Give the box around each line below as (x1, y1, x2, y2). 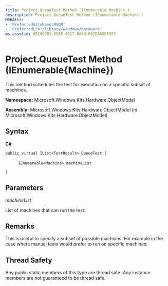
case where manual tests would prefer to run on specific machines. (5, 241, 148, 247)
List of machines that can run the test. (5, 207, 86, 213)
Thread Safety (5, 256, 52, 264)
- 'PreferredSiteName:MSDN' (5, 22, 66, 27)
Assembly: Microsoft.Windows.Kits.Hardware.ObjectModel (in (5, 106, 138, 113)
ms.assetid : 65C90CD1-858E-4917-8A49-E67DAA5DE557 (5, 31, 116, 36)
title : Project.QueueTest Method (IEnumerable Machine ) (5, 7, 130, 13)
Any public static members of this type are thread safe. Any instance (5, 270, 151, 276)
